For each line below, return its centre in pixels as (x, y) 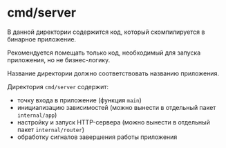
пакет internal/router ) (51, 129)
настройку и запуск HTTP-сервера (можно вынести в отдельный (114, 122)
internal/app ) (37, 115)
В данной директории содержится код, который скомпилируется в (106, 32)
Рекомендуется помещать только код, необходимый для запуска (104, 53)
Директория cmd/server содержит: (58, 86)
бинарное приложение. (42, 39)
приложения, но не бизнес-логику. (59, 59)
